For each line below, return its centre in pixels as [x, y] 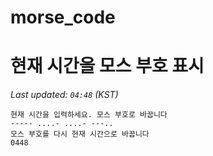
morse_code [63, 17]
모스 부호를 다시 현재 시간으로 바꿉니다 [80, 134]
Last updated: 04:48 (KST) [64, 95]
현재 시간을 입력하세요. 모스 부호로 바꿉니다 [89, 115]
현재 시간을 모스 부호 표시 [107, 66]
